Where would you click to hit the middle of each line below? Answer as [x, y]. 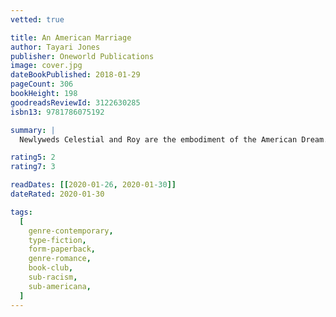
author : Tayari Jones [55, 47]
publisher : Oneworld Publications [82, 56]
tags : [21, 212]
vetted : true [37, 19]
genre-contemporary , [71, 231]
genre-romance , [60, 259]
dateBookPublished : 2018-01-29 [75, 75]
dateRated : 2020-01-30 [57, 194]
